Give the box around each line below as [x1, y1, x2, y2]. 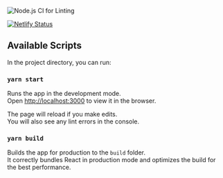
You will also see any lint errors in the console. [7, 117, 140, 126]
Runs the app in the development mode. [7, 90, 121, 98]
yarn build [7, 135, 44, 143]
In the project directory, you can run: [7, 58, 111, 66]
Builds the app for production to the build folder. [7, 148, 146, 157]
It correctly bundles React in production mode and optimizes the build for [7, 156, 216, 164]
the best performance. [7, 163, 71, 172]
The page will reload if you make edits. [7, 110, 118, 119]
